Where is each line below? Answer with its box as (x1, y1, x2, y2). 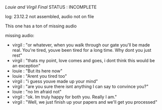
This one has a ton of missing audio (5, 23, 77, 29)
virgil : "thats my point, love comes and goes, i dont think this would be (12, 58, 155, 63)
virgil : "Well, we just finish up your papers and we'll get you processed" (12, 99, 158, 105)
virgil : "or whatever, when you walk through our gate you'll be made (12, 42, 150, 48)
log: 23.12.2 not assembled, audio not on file (5, 14, 94, 19)
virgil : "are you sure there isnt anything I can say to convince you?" (12, 84, 149, 89)
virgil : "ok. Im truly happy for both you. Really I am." (12, 94, 117, 100)
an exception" (12, 63, 41, 68)
